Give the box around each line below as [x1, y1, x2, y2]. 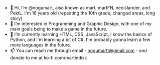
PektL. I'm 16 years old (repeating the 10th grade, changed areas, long [10, 10, 155, 16]
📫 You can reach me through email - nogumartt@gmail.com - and [10, 47, 147, 53]
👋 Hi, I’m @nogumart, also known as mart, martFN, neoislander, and [10, 5, 150, 10]
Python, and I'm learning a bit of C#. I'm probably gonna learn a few [10, 36, 150, 42]
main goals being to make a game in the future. [10, 26, 108, 32]
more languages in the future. [10, 42, 72, 47]
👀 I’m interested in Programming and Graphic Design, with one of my [10, 20, 152, 26]
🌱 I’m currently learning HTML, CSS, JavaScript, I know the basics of [10, 31, 152, 37]
